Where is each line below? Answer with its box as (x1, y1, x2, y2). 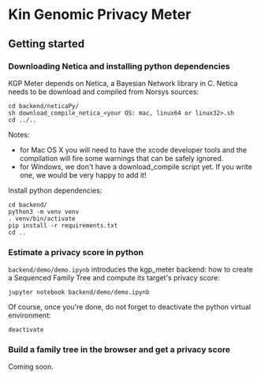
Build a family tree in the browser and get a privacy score (8, 344, 231, 355)
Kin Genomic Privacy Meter (8, 6, 192, 24)
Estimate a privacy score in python (8, 246, 144, 257)
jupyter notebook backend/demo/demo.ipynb (8, 288, 150, 297)
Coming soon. (8, 362, 54, 372)
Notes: (8, 129, 30, 139)
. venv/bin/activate (8, 215, 76, 223)
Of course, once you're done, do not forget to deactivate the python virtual (8, 302, 251, 312)
